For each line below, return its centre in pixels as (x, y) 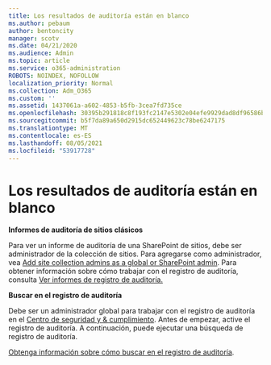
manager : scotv (34, 38)
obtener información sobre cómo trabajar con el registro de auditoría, (123, 272)
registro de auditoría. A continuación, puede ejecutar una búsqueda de (126, 328)
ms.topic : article (39, 61)
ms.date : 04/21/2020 (43, 46)
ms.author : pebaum (39, 23)
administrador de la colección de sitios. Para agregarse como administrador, (135, 254)
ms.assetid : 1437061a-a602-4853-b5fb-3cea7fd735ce (95, 106)
